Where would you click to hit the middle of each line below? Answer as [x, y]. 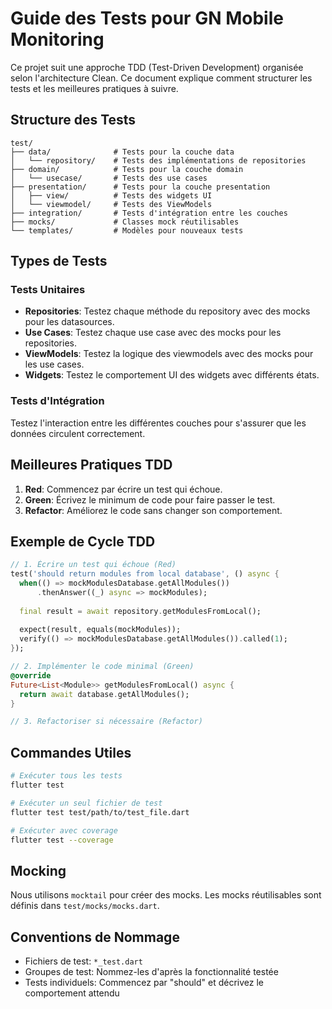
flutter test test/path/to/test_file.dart [100, 812]
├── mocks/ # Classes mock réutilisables [125, 222]
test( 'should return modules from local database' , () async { [145, 574]
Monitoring [57, 39]
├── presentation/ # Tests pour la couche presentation [140, 187]
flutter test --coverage [62, 840]
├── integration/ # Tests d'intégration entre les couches [149, 213]
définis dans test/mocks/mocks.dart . [85, 906]
